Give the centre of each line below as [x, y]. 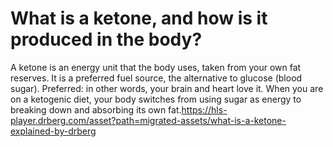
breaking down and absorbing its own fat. [96, 109]
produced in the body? [106, 39]
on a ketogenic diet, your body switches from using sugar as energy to [156, 99]
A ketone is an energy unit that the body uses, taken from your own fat [156, 67]
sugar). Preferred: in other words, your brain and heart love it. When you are [167, 88]
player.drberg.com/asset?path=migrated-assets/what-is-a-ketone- [148, 120]
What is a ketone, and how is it [139, 18]
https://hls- [204, 109]
